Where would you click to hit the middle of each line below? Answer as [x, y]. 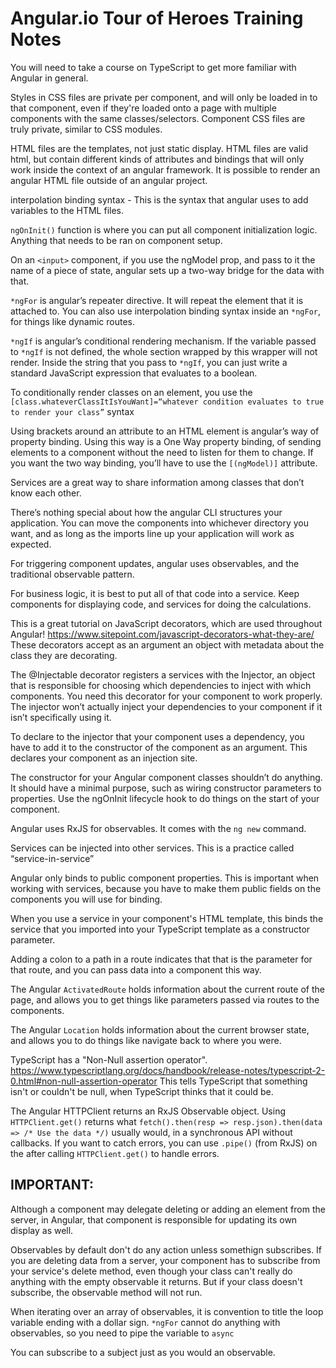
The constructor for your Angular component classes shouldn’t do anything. [166, 777]
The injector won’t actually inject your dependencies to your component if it [166, 706]
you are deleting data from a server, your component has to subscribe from [165, 1260]
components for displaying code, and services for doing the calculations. [161, 604]
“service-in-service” [52, 858]
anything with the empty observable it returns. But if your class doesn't [156, 1281]
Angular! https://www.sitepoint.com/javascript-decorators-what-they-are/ [162, 634]
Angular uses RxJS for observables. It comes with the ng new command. [158, 828]
